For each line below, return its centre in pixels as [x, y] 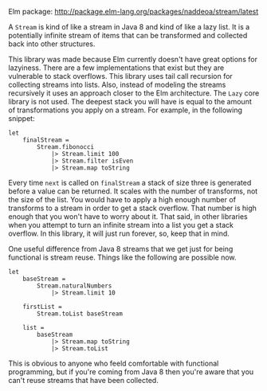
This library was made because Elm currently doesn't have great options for [133, 59]
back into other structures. [52, 44]
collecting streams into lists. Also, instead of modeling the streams [117, 84]
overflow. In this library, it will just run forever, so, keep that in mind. [119, 233]
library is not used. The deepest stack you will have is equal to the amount [130, 102]
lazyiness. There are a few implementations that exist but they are [116, 68]
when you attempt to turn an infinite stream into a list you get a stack [121, 225]
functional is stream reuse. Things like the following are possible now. [122, 257]
